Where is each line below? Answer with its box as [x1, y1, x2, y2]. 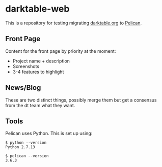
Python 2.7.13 [5, 145, 36, 150]
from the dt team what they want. [5, 102, 75, 108]
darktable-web [5, 3, 70, 15]
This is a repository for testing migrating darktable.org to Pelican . [5, 20, 142, 26]
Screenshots [12, 63, 40, 69]
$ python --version [5, 140, 47, 145]
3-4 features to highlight [12, 69, 64, 75]
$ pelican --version [5, 153, 49, 159]
